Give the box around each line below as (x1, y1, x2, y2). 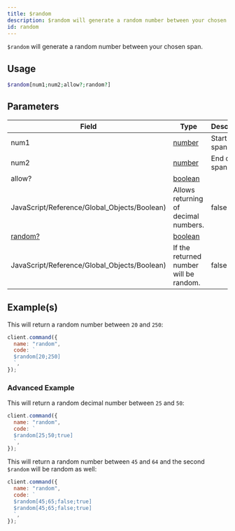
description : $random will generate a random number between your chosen (7, 17, 227, 24)
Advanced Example (7, 382, 75, 392)
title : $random (7, 10, 52, 18)
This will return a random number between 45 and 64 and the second (7, 457, 205, 466)
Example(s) (7, 302, 58, 314)
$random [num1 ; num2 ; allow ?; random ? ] (7, 81, 111, 88)
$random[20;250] (13, 353, 61, 361)
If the (173, 242, 190, 252)
